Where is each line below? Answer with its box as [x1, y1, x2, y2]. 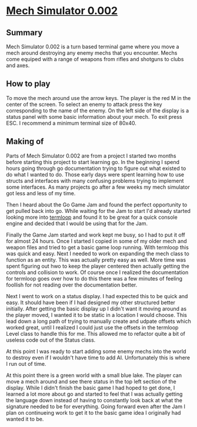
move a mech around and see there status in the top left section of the [6, 378, 176, 385]
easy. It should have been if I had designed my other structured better [6, 299, 175, 306]
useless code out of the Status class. [6, 336, 96, 343]
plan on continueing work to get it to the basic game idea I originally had [6, 409, 181, 416]
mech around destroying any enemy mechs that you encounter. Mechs [6, 49, 178, 56]
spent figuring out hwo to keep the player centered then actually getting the [6, 262, 189, 269]
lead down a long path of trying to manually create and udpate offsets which [6, 318, 191, 325]
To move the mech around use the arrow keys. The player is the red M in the [6, 94, 191, 101]
